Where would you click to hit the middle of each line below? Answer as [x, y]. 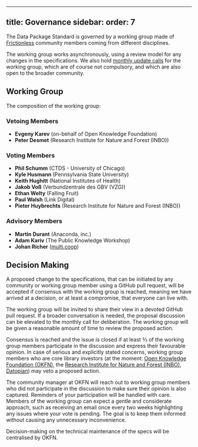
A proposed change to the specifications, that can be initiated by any [90, 279]
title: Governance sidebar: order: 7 [71, 22]
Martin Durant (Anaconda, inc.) [53, 234]
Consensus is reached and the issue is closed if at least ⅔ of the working [95, 340]
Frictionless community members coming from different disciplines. [88, 42]
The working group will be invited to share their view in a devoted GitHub [95, 310]
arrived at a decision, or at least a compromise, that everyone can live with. [97, 298]
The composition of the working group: [54, 106]
